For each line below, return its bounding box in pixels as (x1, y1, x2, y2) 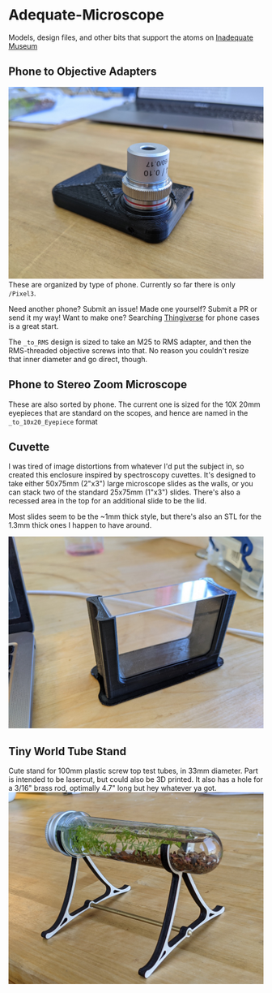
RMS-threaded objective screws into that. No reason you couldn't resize (8, 345, 249, 355)
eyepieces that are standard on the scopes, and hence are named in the (8, 408, 249, 417)
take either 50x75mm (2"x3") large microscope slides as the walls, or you (8, 479, 253, 489)
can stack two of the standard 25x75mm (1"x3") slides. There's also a (8, 487, 240, 497)
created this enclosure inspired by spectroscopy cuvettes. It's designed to (8, 470, 257, 480)
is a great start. (8, 321, 59, 330)
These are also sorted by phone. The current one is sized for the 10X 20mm (8, 399, 261, 409)
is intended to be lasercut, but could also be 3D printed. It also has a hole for (8, 775, 264, 784)
